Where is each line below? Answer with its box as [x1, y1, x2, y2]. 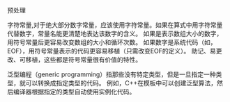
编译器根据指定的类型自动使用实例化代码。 [13, 87, 136, 96]
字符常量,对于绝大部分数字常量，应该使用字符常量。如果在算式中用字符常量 [7, 21, 223, 29]
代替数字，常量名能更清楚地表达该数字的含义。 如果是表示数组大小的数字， [7, 30, 223, 37]
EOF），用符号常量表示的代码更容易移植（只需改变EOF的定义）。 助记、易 [7, 47, 216, 55]
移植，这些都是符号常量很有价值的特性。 [25, 56, 141, 64]
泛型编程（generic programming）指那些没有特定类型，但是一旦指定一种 [7, 70, 216, 78]
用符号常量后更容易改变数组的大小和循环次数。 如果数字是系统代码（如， [7, 38, 217, 46]
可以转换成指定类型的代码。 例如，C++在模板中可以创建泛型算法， [25, 79, 217, 87]
